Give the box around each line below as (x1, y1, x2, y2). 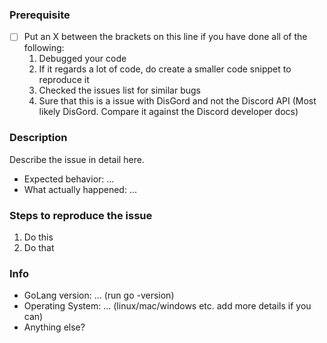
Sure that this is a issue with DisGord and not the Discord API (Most (38, 95, 317, 107)
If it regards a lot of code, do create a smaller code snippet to (38, 63, 292, 75)
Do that (23, 241, 55, 253)
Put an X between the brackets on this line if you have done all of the (23, 31, 308, 43)
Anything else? (23, 321, 86, 333)
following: (23, 42, 65, 54)
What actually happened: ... (23, 183, 138, 195)
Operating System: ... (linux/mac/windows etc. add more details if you (23, 300, 312, 312)
